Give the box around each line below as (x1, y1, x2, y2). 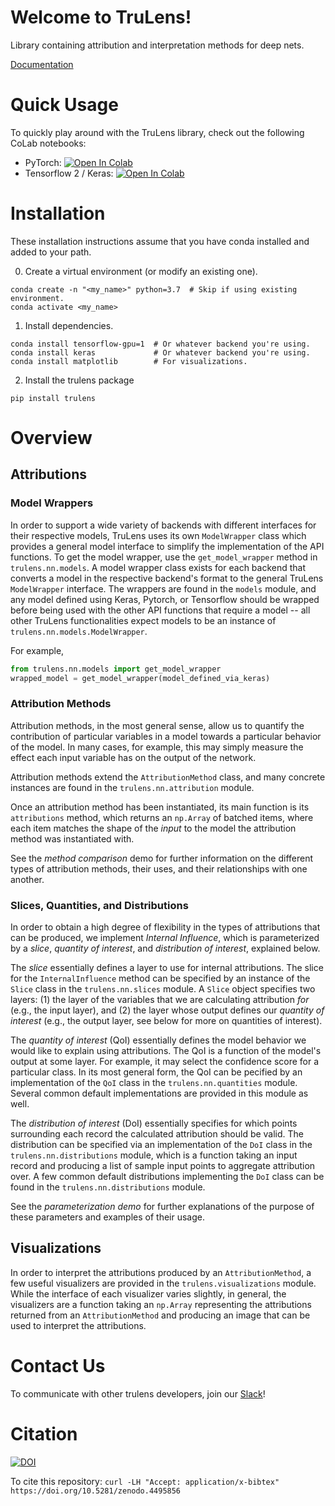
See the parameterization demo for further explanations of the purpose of (10, 1201, 315, 1213)
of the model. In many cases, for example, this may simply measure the (10, 741, 304, 753)
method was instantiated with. (10, 832, 135, 845)
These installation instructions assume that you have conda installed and (10, 235, 310, 247)
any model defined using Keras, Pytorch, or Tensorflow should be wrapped (10, 593, 320, 605)
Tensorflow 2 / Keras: (24, 167, 114, 179)
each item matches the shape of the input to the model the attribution (10, 822, 297, 834)
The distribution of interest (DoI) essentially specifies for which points (10, 1117, 298, 1130)
